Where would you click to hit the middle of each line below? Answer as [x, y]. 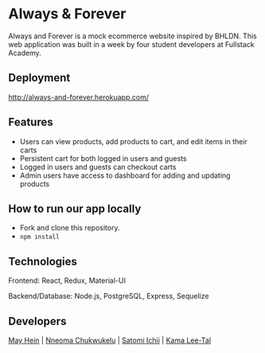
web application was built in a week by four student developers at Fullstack [131, 44]
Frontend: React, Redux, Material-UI [67, 280]
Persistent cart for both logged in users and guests [103, 158]
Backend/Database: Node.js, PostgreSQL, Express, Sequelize [109, 296]
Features [31, 122]
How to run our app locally [75, 208]
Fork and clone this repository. [70, 228]
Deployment [39, 78]
